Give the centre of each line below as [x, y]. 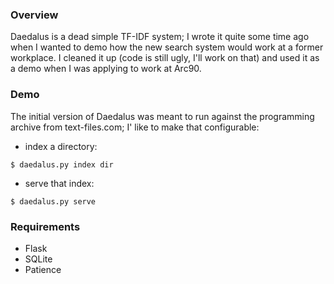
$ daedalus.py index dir [62, 164]
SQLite [38, 259]
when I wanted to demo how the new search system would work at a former [167, 47]
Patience [43, 269]
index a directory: [61, 146]
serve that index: [59, 183]
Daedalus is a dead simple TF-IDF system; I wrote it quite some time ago [160, 37]
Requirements [45, 226]
